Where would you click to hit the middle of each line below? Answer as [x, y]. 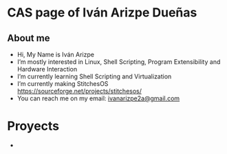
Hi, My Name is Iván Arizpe [56, 54]
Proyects [33, 126]
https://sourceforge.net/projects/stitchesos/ [79, 91]
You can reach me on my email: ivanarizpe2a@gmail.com [98, 98]
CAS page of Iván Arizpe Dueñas [102, 13]
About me [29, 38]
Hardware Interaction [47, 69]
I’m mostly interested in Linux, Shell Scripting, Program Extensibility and [119, 62]
